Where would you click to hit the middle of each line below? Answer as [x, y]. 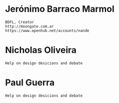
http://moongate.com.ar [30, 26]
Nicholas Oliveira [41, 50]
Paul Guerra [30, 83]
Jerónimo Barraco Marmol [60, 9]
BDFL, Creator [20, 22]
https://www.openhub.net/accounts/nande [47, 30]
